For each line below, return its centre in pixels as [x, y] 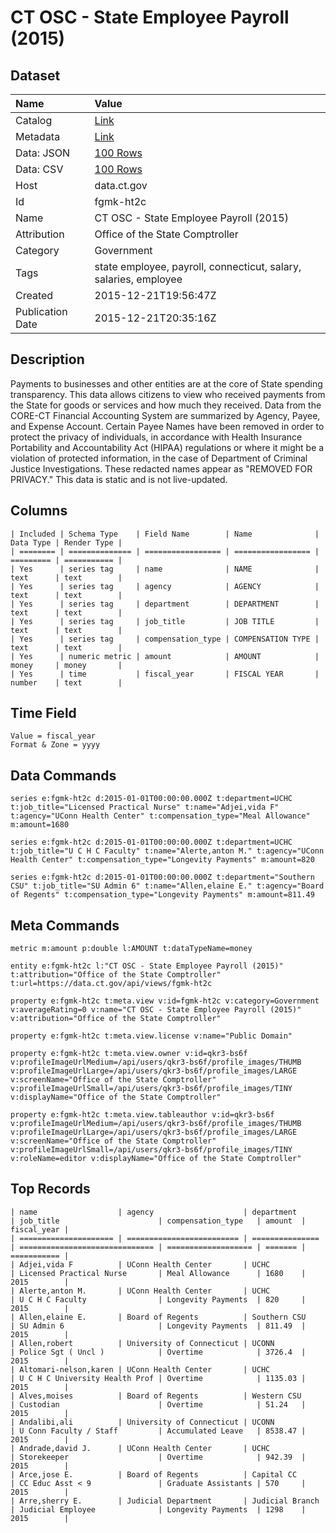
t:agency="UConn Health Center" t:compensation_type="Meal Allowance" [160, 816]
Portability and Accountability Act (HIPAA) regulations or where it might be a [167, 447]
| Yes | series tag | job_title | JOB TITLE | [165, 621]
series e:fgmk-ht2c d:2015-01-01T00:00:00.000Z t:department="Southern [162, 877]
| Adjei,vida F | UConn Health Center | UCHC [140, 1264]
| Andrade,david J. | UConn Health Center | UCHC [140, 1448]
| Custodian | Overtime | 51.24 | [158, 1404]
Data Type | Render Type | [66, 542]
